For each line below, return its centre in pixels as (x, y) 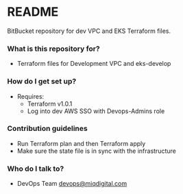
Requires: (30, 96)
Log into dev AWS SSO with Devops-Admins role (96, 111)
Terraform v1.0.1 (50, 104)
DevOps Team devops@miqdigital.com (72, 184)
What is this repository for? (54, 49)
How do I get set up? (42, 82)
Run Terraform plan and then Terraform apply (81, 143)
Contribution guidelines (47, 129)
